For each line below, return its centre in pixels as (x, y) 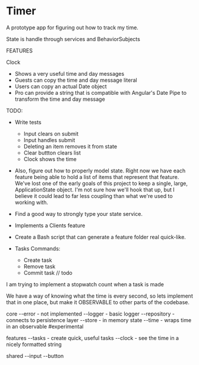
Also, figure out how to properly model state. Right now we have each (100, 171)
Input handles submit (49, 140)
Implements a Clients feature (50, 225)
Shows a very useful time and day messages (70, 73)
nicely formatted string (34, 344)
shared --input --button (35, 355)
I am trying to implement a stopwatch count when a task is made (85, 284)
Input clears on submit (51, 134)
